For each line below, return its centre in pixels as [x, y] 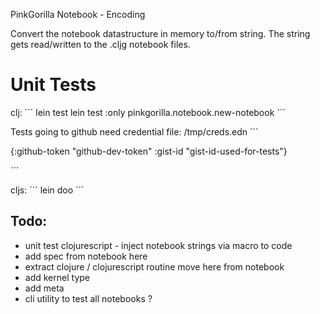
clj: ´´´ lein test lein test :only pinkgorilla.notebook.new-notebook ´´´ [148, 112]
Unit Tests [53, 85]
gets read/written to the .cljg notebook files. [100, 44]
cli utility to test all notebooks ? [88, 298]
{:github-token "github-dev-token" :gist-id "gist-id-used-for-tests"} [149, 151]
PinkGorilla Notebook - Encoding [78, 14]
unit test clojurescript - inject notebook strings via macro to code [158, 245]
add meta [44, 288]
